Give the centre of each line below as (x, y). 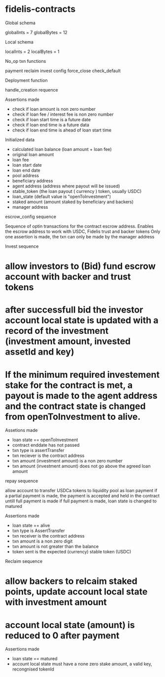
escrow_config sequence (31, 217)
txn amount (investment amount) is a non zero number (67, 461)
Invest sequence (22, 246)
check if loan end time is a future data (51, 125)
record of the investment (57, 331)
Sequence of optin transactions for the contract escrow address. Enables (79, 226)
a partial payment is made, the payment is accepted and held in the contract (82, 496)
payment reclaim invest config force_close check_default (63, 71)
